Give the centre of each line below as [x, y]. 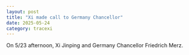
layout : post [23, 12]
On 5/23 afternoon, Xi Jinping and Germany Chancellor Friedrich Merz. [95, 45]
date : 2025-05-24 [28, 23]
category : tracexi [29, 28]
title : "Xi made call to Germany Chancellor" [65, 17]
